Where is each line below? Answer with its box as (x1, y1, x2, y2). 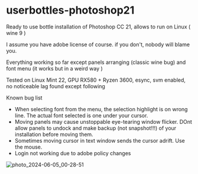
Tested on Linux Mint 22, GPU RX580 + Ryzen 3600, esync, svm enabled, (6, 76, 186, 83)
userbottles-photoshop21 (6, 4, 135, 17)
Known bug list (6, 94, 43, 101)
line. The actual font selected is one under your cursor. (14, 112, 148, 119)
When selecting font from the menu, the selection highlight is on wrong (14, 105, 188, 112)
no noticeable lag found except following (6, 82, 105, 89)
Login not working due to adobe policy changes (14, 149, 131, 157)
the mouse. (14, 143, 43, 150)
